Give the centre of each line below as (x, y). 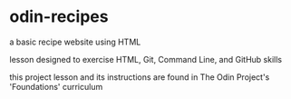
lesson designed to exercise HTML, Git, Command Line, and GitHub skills (146, 59)
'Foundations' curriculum (56, 86)
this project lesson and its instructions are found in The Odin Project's (140, 77)
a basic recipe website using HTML (75, 42)
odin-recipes (59, 17)
